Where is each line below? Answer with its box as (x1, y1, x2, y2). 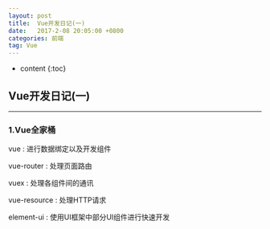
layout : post (8, 11, 52, 20)
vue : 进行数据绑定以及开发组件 (8, 144, 112, 153)
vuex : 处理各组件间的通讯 (8, 178, 94, 188)
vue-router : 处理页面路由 (8, 162, 92, 171)
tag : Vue (8, 42, 38, 50)
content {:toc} (19, 63, 67, 73)
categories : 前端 (8, 34, 64, 43)
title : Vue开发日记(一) (8, 19, 86, 27)
